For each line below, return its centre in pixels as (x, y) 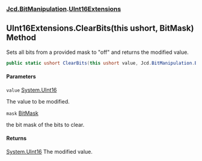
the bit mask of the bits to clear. (45, 124)
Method (21, 38)
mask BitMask (23, 113)
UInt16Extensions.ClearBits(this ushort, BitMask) (100, 28)
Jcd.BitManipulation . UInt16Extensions (64, 9)
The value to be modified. (38, 101)
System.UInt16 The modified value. (50, 152)
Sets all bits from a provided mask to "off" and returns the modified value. (98, 52)
